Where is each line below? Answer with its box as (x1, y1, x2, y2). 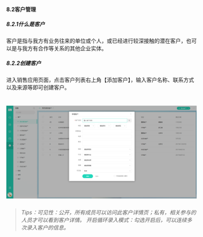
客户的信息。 (37, 224, 69, 231)
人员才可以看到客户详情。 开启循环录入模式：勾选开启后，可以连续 (21, 216, 187, 224)
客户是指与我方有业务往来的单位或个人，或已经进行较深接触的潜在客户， (6, 37, 186, 44)
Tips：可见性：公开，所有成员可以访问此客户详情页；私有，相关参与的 (21, 209, 196, 216)
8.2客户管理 (6, 5, 36, 13)
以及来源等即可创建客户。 (6, 84, 70, 91)
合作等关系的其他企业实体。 (37, 44, 107, 52)
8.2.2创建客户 (6, 59, 41, 67)
